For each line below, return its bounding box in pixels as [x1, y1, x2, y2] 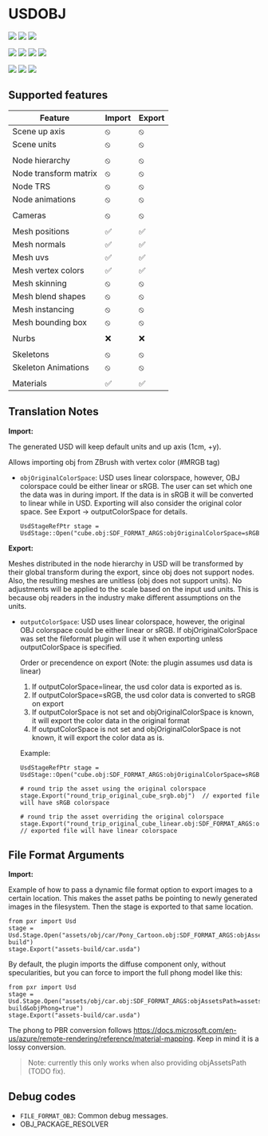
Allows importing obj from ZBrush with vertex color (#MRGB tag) [8, 457, 220, 466]
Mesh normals [12, 238, 66, 250]
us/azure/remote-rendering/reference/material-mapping [8, 1034, 194, 1044]
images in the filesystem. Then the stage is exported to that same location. [8, 902, 254, 912]
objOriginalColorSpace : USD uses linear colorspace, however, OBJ [19, 473, 241, 482]
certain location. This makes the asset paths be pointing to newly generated [8, 894, 258, 903]
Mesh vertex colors [12, 265, 85, 276]
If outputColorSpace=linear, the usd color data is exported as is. [31, 682, 242, 691]
